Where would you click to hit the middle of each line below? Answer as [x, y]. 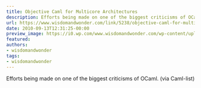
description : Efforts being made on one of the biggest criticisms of [96, 17]
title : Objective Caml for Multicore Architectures [72, 12]
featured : [19, 39]
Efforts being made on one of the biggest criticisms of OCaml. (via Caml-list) [100, 78]
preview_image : [25, 34]
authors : [17, 45]
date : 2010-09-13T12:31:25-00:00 [48, 28]
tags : [13, 56]
